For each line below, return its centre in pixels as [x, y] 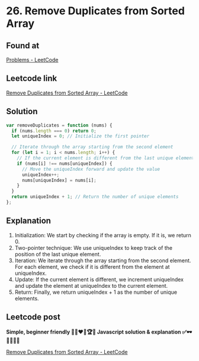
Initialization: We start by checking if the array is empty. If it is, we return [103, 235]
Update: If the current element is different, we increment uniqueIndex [99, 279]
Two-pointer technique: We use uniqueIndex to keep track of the [94, 247]
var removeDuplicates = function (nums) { [59, 125]
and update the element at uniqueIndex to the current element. [91, 285]
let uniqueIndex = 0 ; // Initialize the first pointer [81, 136]
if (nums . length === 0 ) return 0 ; [54, 131]
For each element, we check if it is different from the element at [92, 266]
